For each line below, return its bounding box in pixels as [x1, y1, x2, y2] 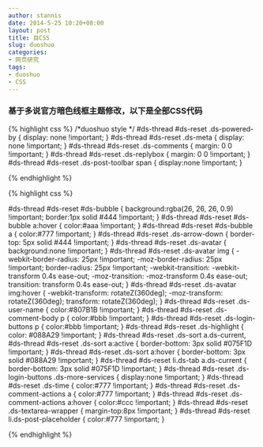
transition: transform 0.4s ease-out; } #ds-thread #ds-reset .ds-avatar [8, 279, 237, 289]
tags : [8, 63, 26, 71]
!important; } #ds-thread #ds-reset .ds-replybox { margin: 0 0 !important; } [8, 149, 251, 159]
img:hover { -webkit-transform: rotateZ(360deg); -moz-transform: [8, 288, 224, 297]
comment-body [8, 313, 59, 323]
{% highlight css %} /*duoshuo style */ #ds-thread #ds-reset [8, 124, 208, 133]
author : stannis [8, 11, 62, 20]
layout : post [8, 26, 51, 34]
